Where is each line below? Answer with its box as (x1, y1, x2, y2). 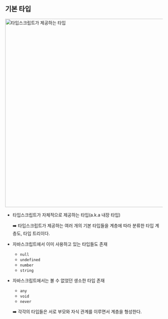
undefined (19, 257, 41, 262)
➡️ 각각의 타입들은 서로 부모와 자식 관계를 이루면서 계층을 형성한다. (12, 308, 142, 314)
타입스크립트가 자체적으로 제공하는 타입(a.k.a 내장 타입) (12, 211, 121, 218)
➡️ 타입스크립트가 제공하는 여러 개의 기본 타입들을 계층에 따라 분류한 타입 (12, 223, 154, 229)
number (19, 263, 34, 268)
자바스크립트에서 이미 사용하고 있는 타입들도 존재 (12, 241, 107, 247)
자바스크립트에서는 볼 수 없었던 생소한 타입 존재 (12, 277, 105, 283)
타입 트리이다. (23, 230, 50, 236)
